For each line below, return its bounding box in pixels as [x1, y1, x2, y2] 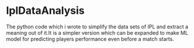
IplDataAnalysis [6, 4, 85, 17]
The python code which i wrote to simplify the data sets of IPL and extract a [6, 23, 189, 30]
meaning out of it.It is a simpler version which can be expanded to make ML [6, 29, 189, 36]
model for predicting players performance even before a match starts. [6, 35, 174, 42]
